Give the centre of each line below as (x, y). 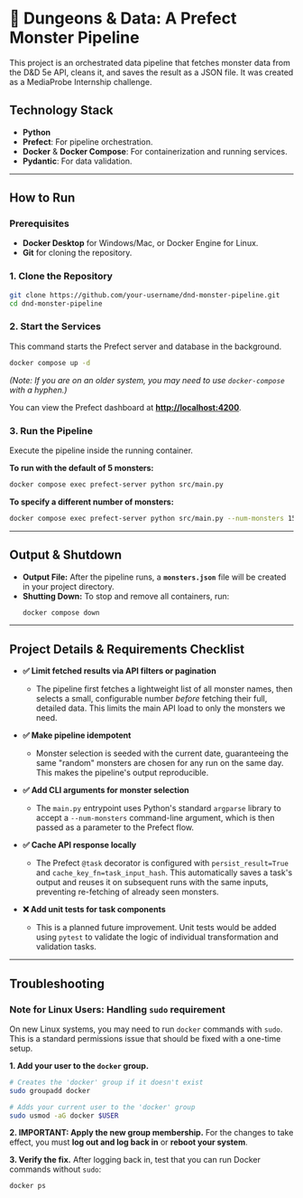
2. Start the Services (55, 326)
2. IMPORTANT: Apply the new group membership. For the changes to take (151, 1133)
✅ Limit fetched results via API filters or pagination (119, 671)
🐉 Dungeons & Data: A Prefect (123, 19)
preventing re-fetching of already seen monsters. (127, 892)
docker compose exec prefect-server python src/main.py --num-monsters (147, 518)
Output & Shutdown (66, 555)
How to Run (42, 198)
